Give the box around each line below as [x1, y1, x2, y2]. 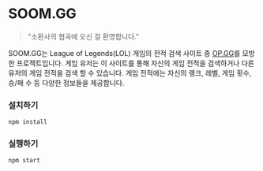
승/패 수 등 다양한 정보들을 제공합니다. [8, 78, 125, 87]
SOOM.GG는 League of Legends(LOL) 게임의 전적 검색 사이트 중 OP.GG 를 [8, 48, 241, 58]
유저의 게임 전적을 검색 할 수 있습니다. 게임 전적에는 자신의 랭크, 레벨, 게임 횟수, [8, 68, 252, 77]
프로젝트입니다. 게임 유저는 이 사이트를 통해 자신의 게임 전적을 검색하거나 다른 [16, 58, 255, 68]
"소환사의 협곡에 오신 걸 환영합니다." [27, 32, 140, 41]
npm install [8, 118, 47, 126]
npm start [8, 157, 41, 165]
